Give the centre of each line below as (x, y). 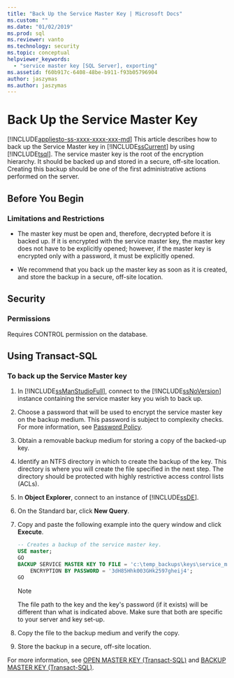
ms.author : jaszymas (37, 85)
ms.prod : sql (26, 33)
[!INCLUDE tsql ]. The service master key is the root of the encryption (105, 154)
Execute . (30, 532)
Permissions (29, 319)
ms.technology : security (43, 46)
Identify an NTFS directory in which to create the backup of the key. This (122, 462)
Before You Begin (46, 198)
